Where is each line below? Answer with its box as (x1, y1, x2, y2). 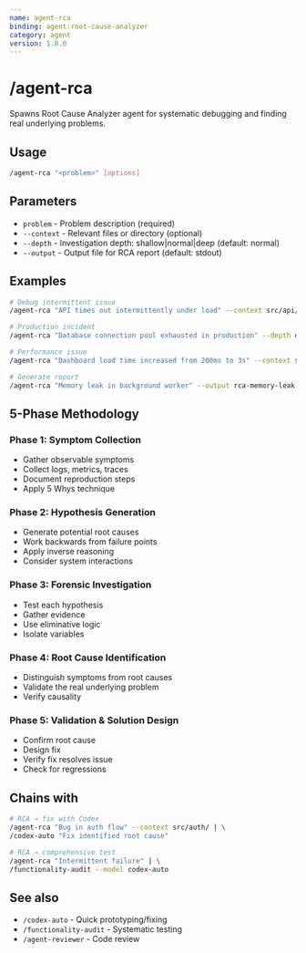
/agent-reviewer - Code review (22, 934, 140, 945)
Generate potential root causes (22, 526, 139, 538)
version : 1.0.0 (9, 38, 67, 48)
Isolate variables (22, 628, 85, 639)
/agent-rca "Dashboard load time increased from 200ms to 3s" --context (9, 356, 291, 365)
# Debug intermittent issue (9, 297, 117, 306)
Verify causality (22, 691, 82, 702)
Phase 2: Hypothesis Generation (9, 506, 157, 519)
